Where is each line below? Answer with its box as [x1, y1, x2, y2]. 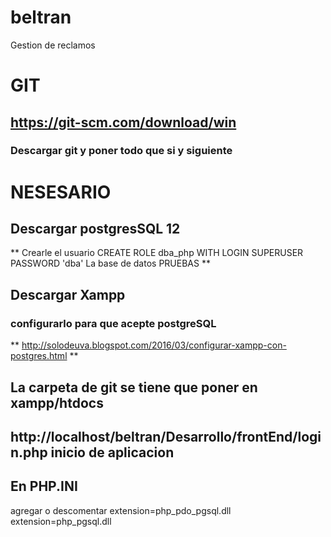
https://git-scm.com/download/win [10, 114, 237, 131]
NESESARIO [10, 181, 112, 203]
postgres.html [10, 350, 68, 362]
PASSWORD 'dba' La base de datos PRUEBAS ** [10, 257, 211, 270]
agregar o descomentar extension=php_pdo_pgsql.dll [10, 504, 232, 516]
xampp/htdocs [10, 394, 104, 411]
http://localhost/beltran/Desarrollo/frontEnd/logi [10, 428, 322, 445]
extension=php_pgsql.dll [10, 515, 112, 527]
